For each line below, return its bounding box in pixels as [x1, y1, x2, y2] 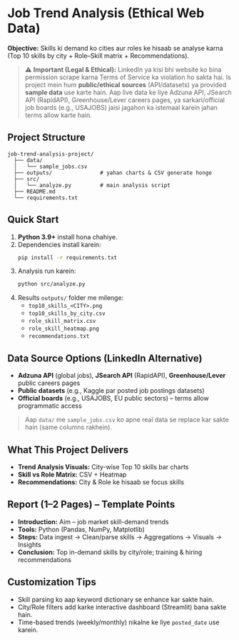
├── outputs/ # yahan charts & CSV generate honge [14, 169, 213, 176]
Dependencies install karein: [17, 240, 101, 249]
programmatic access [17, 401, 82, 410]
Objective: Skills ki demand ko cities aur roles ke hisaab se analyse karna [7, 44, 223, 52]
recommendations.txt [28, 333, 90, 340]
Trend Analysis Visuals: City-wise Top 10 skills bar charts [17, 462, 189, 471]
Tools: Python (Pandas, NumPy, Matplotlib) [17, 525, 145, 534]
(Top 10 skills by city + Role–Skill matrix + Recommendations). [7, 51, 190, 60]
